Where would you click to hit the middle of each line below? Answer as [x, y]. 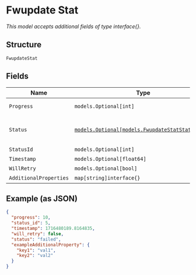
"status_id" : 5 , [31, 223]
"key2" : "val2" [35, 256]
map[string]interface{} [107, 178]
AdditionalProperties [39, 178]
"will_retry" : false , [38, 234]
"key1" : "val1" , [36, 250]
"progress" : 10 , [31, 218]
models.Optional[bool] [106, 168]
